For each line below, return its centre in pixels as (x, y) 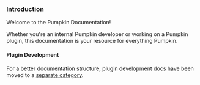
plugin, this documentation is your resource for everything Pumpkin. (92, 41)
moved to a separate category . (45, 75)
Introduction (25, 9)
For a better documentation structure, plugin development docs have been (100, 68)
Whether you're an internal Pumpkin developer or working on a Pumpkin (97, 34)
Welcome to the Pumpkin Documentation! (59, 23)
